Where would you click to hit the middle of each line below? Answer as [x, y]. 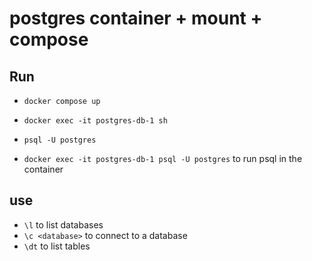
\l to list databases [63, 224]
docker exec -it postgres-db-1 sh [95, 121]
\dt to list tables [57, 246]
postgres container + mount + [136, 18]
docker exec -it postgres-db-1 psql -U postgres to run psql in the [163, 158]
